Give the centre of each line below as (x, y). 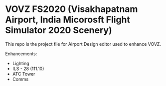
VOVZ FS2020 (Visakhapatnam (72, 9)
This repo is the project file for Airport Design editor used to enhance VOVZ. (83, 44)
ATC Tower (24, 74)
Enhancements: (21, 54)
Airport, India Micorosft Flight (68, 20)
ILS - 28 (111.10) (28, 69)
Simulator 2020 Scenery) (59, 30)
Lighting (21, 63)
